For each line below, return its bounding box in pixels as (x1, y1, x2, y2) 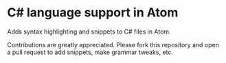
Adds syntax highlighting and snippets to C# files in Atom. (7, 27, 171, 36)
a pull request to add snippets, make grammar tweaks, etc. (7, 48, 174, 56)
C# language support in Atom (7, 5, 179, 21)
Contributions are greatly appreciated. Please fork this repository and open (7, 40, 220, 49)
